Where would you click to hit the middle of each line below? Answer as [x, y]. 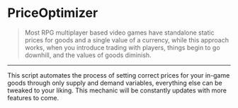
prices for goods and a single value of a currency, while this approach [126, 40]
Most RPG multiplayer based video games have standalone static [119, 32]
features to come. [33, 97]
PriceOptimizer [53, 13]
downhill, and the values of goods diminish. [88, 55]
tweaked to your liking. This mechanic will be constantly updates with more [117, 90]
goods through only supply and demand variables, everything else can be [115, 83]
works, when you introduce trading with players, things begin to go [123, 47]
